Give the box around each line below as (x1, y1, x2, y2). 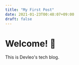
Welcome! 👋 (5, 38, 56, 49)
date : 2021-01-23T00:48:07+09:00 (5, 12, 75, 17)
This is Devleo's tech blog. (5, 54, 60, 60)
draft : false (5, 16, 32, 21)
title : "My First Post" (5, 7, 55, 12)
